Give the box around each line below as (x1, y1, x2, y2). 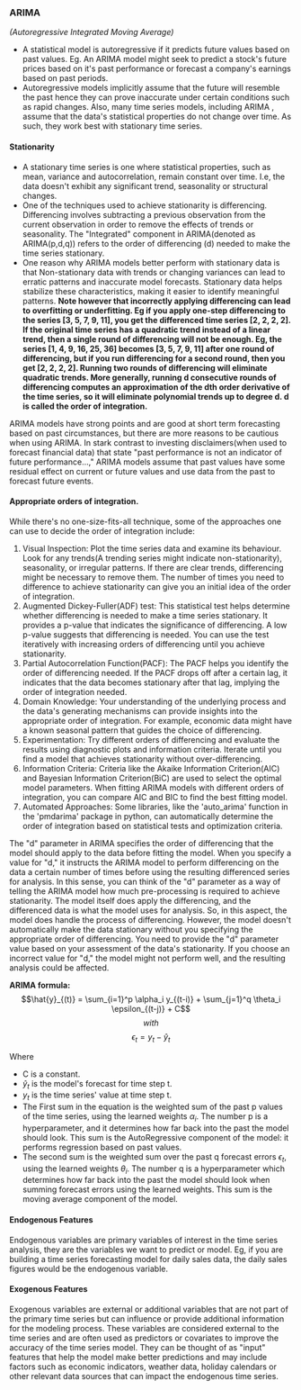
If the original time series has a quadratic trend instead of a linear (22, 324, 271, 335)
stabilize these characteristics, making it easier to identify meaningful (22, 285, 280, 296)
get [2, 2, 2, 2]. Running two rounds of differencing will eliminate (22, 362, 268, 373)
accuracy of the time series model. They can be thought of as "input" (9, 1341, 266, 1352)
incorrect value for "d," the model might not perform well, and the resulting (9, 952, 286, 963)
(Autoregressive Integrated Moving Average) (9, 27, 174, 38)
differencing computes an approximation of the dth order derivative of (22, 381, 290, 393)
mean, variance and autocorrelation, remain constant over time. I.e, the (22, 171, 286, 182)
